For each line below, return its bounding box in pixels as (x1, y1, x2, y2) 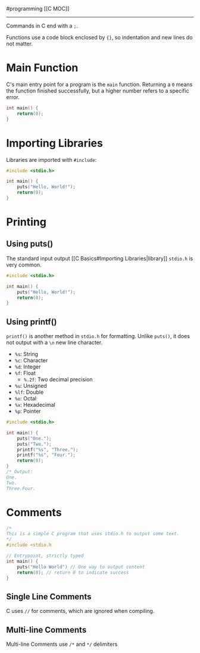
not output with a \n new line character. (6, 339, 103, 346)
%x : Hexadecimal (14, 401, 55, 409)
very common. (6, 261, 42, 268)
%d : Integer (14, 363, 41, 370)
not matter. (6, 40, 33, 47)
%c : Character (14, 357, 48, 364)
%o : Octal (14, 395, 37, 402)
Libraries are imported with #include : (6, 156, 97, 163)
